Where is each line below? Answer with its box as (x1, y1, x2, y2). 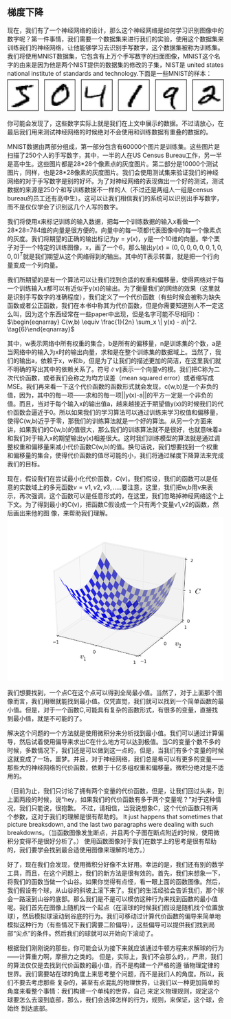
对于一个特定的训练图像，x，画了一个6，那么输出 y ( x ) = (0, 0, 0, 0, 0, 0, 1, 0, (12, 243, 223, 251)
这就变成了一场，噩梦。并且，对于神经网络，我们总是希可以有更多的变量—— (7, 754, 224, 763)
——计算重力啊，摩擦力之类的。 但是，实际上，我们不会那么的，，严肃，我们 (7, 952, 223, 960)
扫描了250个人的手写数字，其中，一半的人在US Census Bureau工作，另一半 (7, 151, 222, 159)
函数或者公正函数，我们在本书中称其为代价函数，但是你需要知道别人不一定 (7, 301, 218, 309)
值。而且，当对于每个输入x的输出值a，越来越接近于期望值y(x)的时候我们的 (7, 399, 218, 408)
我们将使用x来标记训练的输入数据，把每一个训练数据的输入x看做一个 (7, 218, 201, 225)
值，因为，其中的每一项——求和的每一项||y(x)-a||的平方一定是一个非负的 (7, 391, 213, 399)
